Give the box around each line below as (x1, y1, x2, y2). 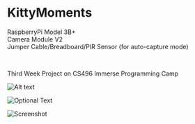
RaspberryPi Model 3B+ (7, 28, 76, 36)
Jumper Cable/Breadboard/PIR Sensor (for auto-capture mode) (7, 42, 189, 51)
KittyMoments (7, 5, 93, 21)
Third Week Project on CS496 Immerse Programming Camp (7, 69, 179, 78)
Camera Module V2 (7, 35, 63, 43)
